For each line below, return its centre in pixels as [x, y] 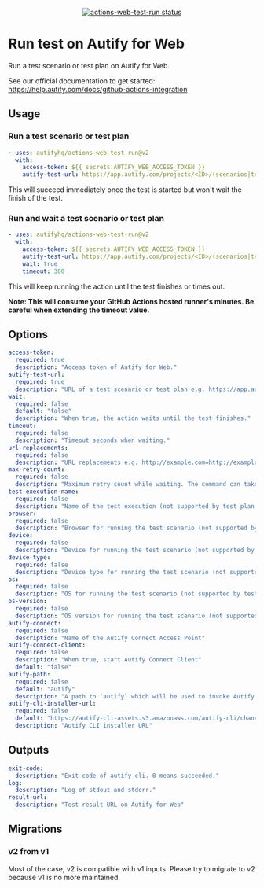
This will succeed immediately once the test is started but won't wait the [125, 190]
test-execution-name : [44, 492]
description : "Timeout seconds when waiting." [93, 440]
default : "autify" [46, 689]
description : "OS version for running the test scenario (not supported [137, 616]
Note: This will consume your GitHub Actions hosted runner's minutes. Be [131, 301]
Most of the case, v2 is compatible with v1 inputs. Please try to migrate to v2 [132, 868]
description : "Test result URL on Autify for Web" [100, 805]
